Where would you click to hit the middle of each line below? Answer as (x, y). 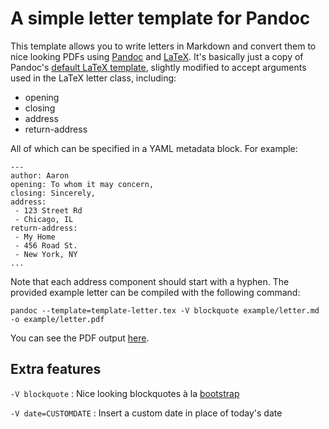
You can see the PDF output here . (80, 338)
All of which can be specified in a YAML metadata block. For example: (154, 148)
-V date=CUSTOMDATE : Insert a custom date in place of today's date (146, 413)
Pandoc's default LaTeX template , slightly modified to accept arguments (158, 67)
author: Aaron (40, 175)
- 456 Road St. (46, 245)
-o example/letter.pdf (57, 319)
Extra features (56, 369)
